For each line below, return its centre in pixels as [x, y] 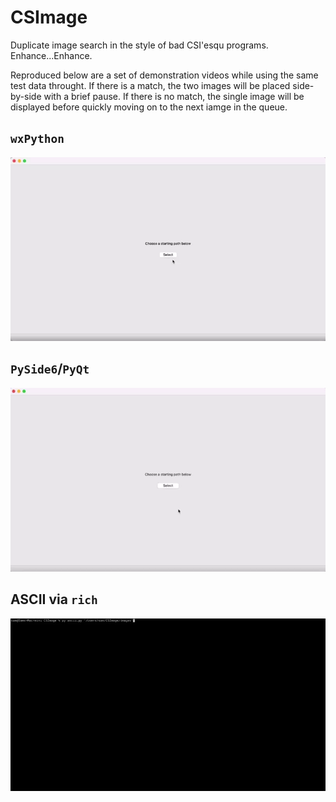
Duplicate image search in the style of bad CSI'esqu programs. [139, 45]
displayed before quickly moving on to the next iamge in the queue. [149, 107]
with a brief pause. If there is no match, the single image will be [174, 96]
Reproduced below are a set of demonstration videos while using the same [164, 75]
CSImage [49, 17]
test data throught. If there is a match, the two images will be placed [150, 85]
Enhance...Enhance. [51, 55]
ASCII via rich [54, 599]
